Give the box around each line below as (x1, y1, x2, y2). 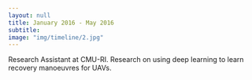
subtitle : (8, 26, 41, 34)
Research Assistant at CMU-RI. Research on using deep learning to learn (8, 55, 244, 64)
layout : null (8, 11, 51, 20)
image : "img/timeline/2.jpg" (8, 33, 104, 42)
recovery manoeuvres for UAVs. (8, 64, 112, 73)
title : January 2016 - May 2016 (8, 19, 114, 27)
